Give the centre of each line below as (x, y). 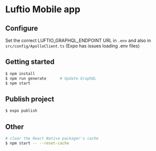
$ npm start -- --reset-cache (37, 143)
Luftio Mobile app (43, 9)
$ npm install (20, 73)
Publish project (30, 99)
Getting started (30, 62)
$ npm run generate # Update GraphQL (51, 78)
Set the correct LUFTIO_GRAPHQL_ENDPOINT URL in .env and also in (78, 40)
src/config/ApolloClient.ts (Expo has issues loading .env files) (72, 46)
